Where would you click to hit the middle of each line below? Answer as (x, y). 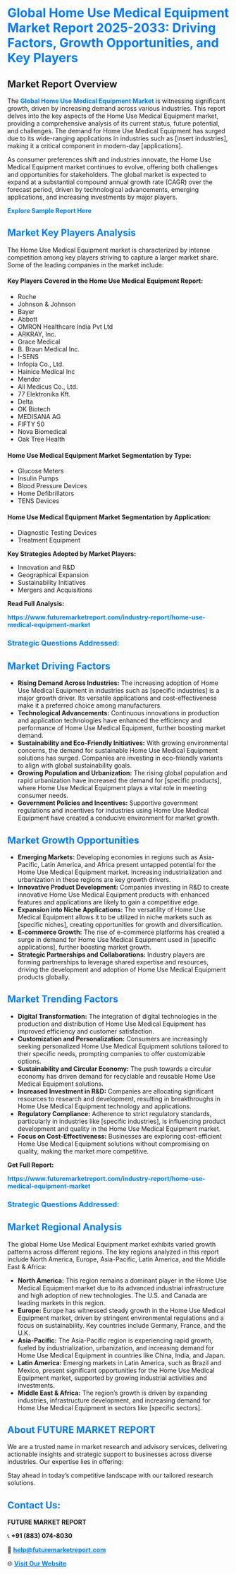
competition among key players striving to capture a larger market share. (113, 257)
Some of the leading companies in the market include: (86, 265)
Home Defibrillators (46, 494)
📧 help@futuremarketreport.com (57, 1550)
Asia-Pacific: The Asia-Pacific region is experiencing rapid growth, (115, 1340)
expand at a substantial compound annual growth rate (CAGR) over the (110, 182)
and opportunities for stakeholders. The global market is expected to (107, 175)
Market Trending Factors (63, 999)
